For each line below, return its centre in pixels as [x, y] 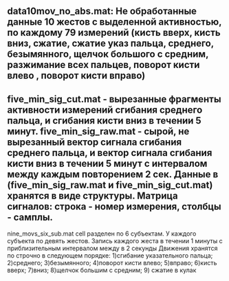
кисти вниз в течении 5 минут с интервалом [107, 163]
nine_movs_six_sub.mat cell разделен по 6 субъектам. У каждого [102, 234]
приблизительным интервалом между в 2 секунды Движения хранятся [112, 248]
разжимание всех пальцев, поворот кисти [103, 65]
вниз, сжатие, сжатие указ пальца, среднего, [111, 44]
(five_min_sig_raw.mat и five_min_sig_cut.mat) [110, 185]
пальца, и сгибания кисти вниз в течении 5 [104, 121]
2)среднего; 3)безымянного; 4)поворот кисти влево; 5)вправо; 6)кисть [112, 263]
